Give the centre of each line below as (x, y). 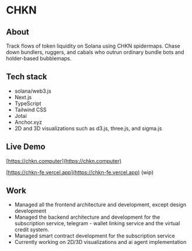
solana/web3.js (33, 91)
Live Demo (26, 147)
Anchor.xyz (28, 122)
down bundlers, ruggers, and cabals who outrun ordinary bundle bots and (95, 52)
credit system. (32, 230)
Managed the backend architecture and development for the (87, 217)
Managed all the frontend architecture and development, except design (100, 205)
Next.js (23, 97)
